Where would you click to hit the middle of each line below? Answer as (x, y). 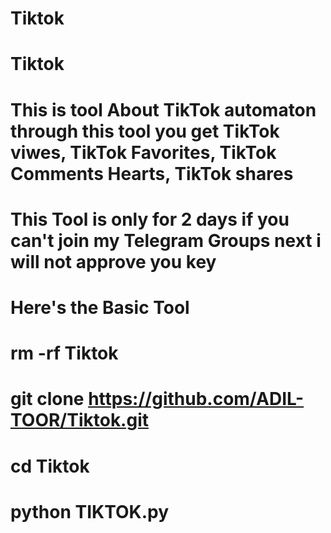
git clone (47, 399)
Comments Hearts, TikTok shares (152, 173)
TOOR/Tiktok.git (80, 420)
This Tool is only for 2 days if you (150, 219)
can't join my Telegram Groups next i (166, 240)
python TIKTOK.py (90, 511)
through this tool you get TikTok (145, 131)
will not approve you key (113, 261)
